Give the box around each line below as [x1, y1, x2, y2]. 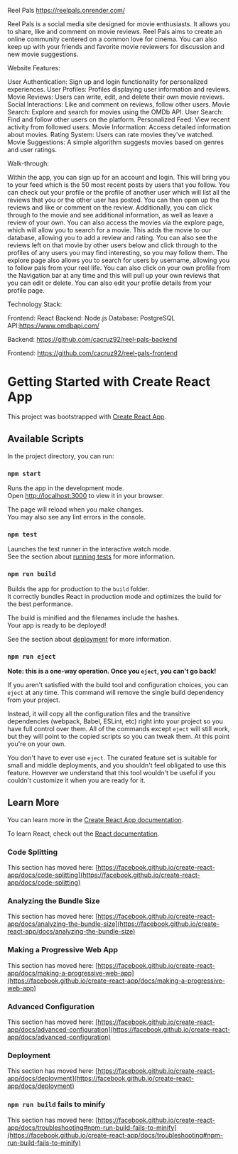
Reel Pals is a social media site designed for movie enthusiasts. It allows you [7, 20, 231, 28]
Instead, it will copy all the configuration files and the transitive [7, 709, 190, 718]
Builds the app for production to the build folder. [7, 584, 150, 593]
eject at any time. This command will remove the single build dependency [7, 688, 225, 696]
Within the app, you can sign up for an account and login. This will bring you [7, 173, 230, 181]
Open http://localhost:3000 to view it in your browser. [7, 492, 165, 500]
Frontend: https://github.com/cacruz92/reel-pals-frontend [7, 349, 178, 357]
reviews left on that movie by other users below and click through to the [7, 241, 218, 249]
